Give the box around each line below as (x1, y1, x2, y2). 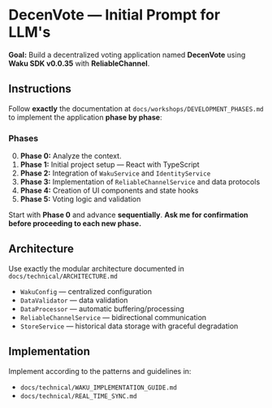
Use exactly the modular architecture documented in (8, 263, 184, 273)
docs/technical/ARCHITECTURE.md (8, 272, 118, 280)
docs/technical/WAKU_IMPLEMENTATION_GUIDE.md (19, 384, 177, 392)
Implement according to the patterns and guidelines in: (8, 366, 192, 375)
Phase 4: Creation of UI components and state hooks (19, 185, 199, 196)
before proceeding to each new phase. (8, 219, 142, 228)
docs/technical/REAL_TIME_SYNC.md (19, 392, 137, 400)
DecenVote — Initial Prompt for (8, 6, 221, 24)
